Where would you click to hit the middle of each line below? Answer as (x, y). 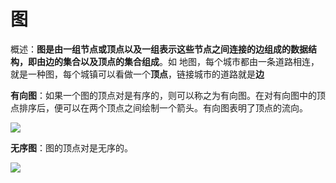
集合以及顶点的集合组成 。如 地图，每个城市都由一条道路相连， (191, 61)
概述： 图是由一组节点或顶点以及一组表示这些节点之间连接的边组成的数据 (159, 49)
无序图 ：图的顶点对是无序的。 (71, 147)
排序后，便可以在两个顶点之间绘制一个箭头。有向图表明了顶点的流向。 (163, 107)
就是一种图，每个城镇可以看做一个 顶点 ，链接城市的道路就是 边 (137, 74)
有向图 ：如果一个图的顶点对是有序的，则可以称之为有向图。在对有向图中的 (163, 95)
